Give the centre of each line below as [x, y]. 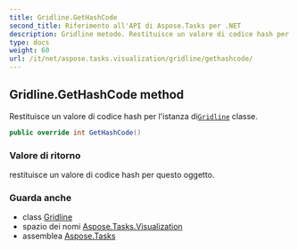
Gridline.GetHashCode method [97, 95]
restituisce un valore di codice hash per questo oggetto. [112, 174]
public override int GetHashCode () [75, 133]
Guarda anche [41, 198]
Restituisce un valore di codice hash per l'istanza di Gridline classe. [134, 116]
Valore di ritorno [45, 155]
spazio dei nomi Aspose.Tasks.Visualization [102, 227]
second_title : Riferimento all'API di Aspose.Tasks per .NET [125, 26]
